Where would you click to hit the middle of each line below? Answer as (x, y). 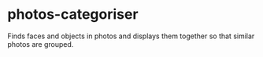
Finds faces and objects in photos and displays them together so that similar (131, 36)
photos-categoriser (73, 14)
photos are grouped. (41, 44)
